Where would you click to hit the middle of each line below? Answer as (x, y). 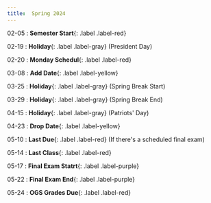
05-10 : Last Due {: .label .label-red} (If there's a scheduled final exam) (106, 139)
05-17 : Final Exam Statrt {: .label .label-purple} (73, 166)
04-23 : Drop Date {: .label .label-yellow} (64, 126)
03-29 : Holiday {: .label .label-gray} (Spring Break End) (85, 99)
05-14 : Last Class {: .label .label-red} (59, 152)
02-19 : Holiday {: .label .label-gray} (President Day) (80, 46)
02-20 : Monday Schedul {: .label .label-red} (70, 60)
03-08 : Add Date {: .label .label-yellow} (63, 73)
